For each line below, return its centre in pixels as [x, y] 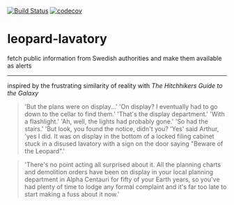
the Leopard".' [44, 151]
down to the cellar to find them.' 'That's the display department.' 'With [124, 114]
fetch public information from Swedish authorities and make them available [115, 58]
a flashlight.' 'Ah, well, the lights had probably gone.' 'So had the [116, 121]
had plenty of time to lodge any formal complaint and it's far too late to [125, 187]
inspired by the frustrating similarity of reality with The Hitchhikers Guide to [115, 85]
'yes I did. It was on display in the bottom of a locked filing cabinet [119, 136]
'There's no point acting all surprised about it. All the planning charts [123, 165]
